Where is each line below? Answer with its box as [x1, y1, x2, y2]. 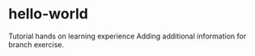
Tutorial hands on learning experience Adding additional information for [8, 31, 247, 41]
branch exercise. [8, 39, 65, 49]
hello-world [8, 5, 89, 23]
